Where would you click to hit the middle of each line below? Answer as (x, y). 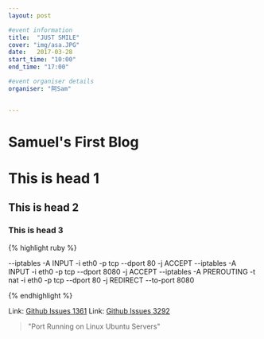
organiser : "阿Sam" (40, 88)
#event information (41, 30)
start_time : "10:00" (43, 60)
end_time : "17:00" (39, 67)
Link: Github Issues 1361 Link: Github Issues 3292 (89, 310)
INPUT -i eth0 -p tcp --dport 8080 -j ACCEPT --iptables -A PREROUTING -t (132, 271)
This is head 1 (54, 178)
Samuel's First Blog (74, 142)
